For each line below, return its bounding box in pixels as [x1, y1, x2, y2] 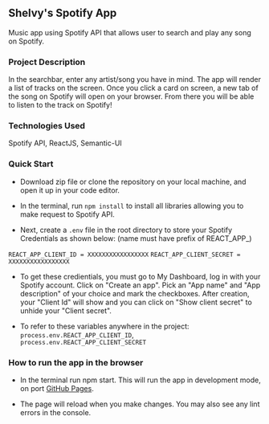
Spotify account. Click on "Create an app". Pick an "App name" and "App [19, 280, 261, 290]
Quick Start [8, 158, 54, 169]
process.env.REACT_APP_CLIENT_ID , [19, 329, 134, 340]
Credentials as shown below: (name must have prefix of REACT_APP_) [19, 233, 252, 243]
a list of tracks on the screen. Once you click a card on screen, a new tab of [8, 84, 259, 93]
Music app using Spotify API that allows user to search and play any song [8, 27, 251, 37]
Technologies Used [8, 120, 86, 132]
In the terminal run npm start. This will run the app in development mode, [19, 375, 261, 385]
